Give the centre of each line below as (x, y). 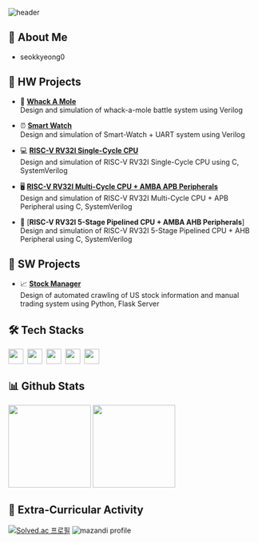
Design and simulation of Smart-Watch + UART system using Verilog (132, 134)
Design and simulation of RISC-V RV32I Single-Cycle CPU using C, (129, 162)
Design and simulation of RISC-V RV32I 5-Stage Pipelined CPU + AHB (135, 230)
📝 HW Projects (45, 82)
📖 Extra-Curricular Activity (76, 510)
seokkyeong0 (42, 57)
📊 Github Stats (47, 386)
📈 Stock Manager (50, 284)
